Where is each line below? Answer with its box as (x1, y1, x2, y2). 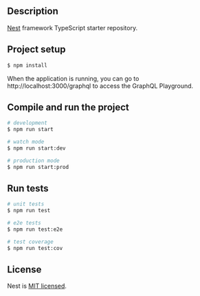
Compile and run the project (7, 101, 129, 113)
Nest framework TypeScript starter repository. (7, 23, 138, 32)
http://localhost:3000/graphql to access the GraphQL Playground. (7, 82, 194, 90)
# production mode (7, 157, 60, 164)
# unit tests (7, 201, 45, 208)
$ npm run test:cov (7, 244, 63, 251)
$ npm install (7, 62, 48, 69)
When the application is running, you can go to (7, 74, 140, 82)
